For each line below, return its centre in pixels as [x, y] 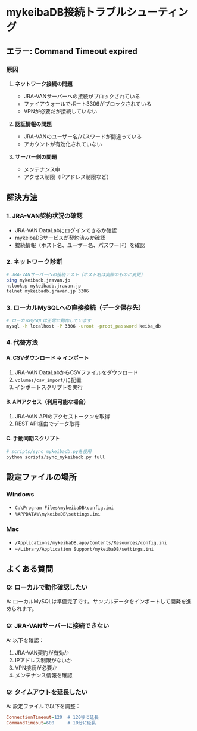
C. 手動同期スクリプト [33, 439]
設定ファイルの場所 [41, 477]
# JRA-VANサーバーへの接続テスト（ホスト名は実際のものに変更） [76, 274]
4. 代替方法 [22, 343]
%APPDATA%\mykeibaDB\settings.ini [57, 514]
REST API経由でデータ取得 [47, 424]
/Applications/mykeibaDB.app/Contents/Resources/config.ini [91, 543]
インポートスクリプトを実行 [49, 387]
